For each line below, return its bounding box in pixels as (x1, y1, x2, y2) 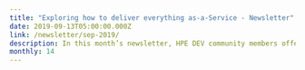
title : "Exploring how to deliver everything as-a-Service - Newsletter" (9, 13, 295, 23)
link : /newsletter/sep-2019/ (9, 30, 120, 39)
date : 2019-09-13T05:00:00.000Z (9, 22, 132, 31)
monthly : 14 (9, 47, 54, 56)
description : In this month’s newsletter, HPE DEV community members (9, 38, 279, 48)
